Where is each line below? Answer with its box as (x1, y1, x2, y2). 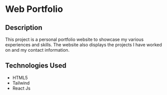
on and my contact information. (5, 47, 70, 53)
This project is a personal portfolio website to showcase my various (5, 36, 144, 42)
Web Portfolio (5, 3, 63, 15)
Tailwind (12, 80, 30, 86)
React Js (12, 85, 31, 91)
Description (5, 23, 42, 32)
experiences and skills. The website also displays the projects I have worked (5, 42, 162, 48)
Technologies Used (5, 61, 66, 70)
